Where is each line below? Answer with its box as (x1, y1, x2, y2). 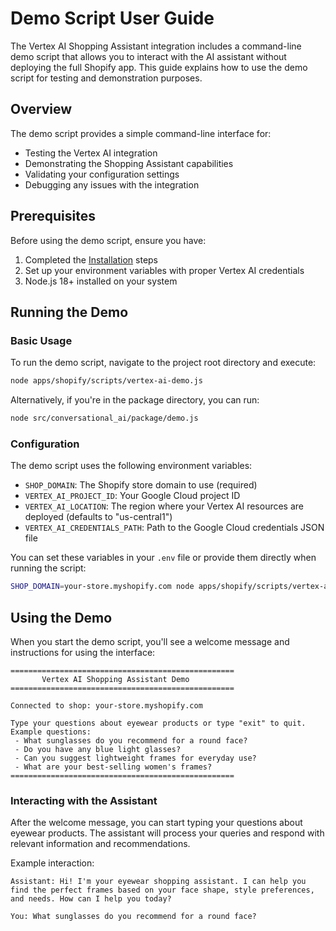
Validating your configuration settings (24, 168, 180, 180)
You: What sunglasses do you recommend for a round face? (10, 912, 257, 922)
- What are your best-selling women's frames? (14, 762, 213, 772)
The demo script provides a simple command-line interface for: (10, 127, 272, 139)
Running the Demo (10, 303, 129, 321)
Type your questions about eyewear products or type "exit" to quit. (10, 718, 307, 728)
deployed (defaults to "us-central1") (24, 511, 173, 523)
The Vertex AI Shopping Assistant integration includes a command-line (10, 40, 302, 52)
